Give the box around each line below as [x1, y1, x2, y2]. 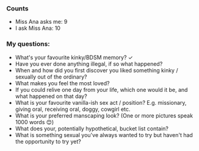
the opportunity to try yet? [15, 138, 81, 145]
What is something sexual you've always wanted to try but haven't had [15, 131, 194, 138]
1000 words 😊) [15, 118, 54, 125]
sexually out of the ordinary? [15, 73, 87, 80]
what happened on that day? [15, 93, 87, 100]
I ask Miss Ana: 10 [15, 24, 61, 32]
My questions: [6, 40, 50, 48]
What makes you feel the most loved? [15, 79, 110, 86]
